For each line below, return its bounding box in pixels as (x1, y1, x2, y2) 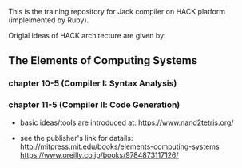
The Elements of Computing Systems (8, 54, 198, 67)
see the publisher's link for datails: (19, 133, 133, 142)
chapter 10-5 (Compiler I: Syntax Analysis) (8, 78, 177, 89)
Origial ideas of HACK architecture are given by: (8, 31, 166, 40)
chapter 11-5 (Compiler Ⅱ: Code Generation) (8, 99, 181, 110)
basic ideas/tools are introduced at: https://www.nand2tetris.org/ (19, 118, 234, 127)
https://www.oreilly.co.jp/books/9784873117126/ (19, 150, 179, 159)
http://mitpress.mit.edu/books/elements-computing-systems (19, 142, 220, 151)
